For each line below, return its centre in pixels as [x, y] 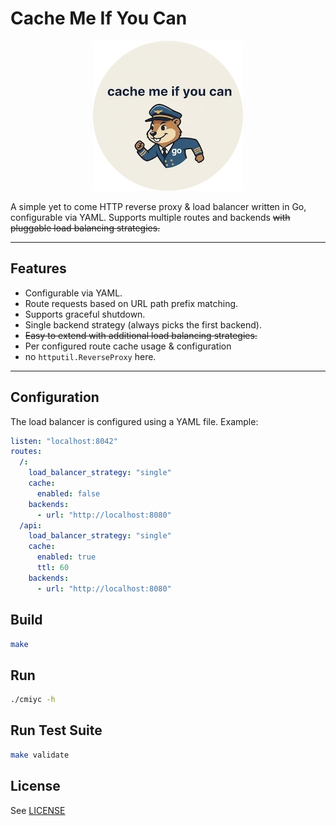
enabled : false [68, 493]
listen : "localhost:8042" [64, 441]
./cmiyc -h [33, 700]
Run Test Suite [56, 730]
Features [38, 268]
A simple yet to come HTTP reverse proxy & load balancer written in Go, [158, 206]
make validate [40, 755]
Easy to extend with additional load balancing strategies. [141, 335]
